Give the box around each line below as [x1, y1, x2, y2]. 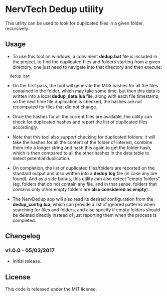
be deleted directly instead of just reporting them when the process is [12, 212, 157, 218]
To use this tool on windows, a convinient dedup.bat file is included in [12, 53, 157, 59]
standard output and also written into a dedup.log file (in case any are [12, 170, 157, 176]
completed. [12, 217, 36, 223]
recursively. [5, 25, 30, 31]
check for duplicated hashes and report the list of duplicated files [12, 119, 148, 125]
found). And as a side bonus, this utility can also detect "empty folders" [12, 176, 160, 182]
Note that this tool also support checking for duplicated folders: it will [12, 134, 155, 140]
